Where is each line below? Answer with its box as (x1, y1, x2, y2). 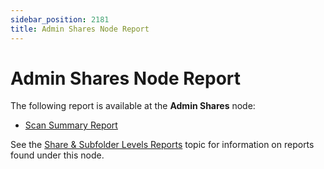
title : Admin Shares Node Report (10, 24, 150, 34)
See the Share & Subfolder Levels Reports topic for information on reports (10, 139, 315, 151)
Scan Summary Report (24, 119, 118, 131)
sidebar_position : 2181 (10, 14, 110, 25)
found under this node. (10, 149, 105, 161)
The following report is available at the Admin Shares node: (10, 100, 256, 112)
